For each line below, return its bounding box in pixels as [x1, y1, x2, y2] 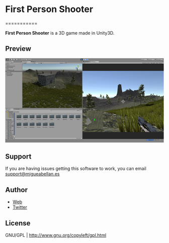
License [5, 219, 31, 227]
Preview [5, 44, 32, 53]
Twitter [12, 204, 28, 210]
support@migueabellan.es [5, 171, 60, 177]
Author [5, 185, 28, 194]
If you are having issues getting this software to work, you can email [5, 166, 147, 172]
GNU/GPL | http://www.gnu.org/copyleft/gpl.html [5, 232, 107, 238]
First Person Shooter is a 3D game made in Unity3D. [5, 30, 115, 36]
